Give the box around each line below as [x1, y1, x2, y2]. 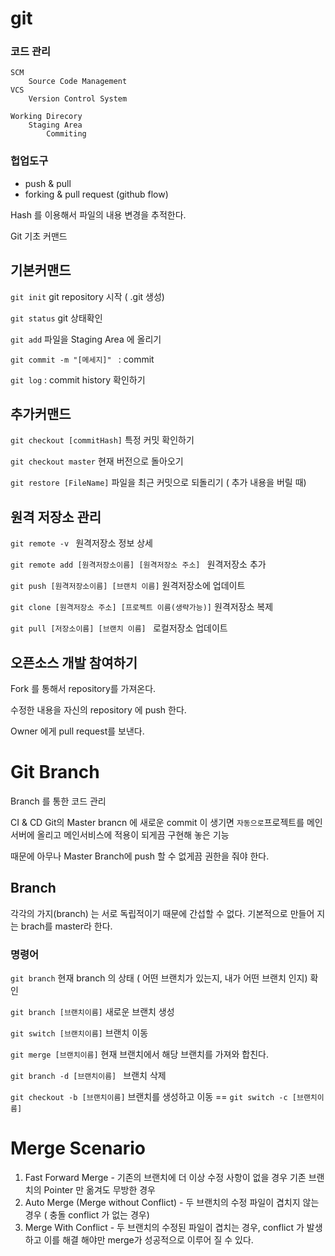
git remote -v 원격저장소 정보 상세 [10, 537, 153, 549]
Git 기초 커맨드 [10, 230, 68, 242]
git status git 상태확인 [10, 312, 103, 324]
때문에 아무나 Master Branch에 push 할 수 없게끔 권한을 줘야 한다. [10, 850, 270, 862]
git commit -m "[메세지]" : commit [10, 353, 155, 365]
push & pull [24, 177, 72, 189]
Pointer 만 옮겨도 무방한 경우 [43, 1184, 156, 1196]
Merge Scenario [10, 1137, 146, 1160]
